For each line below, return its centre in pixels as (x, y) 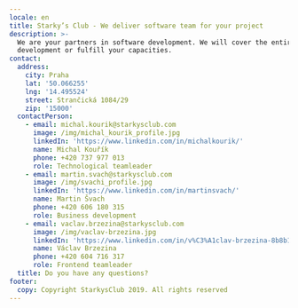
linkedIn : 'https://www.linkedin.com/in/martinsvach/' (136, 191)
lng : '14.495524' (57, 91)
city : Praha (47, 75)
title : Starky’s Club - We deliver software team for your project (137, 26)
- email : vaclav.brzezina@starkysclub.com (105, 224)
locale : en (29, 17)
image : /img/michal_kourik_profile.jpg (106, 133)
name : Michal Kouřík (71, 149)
